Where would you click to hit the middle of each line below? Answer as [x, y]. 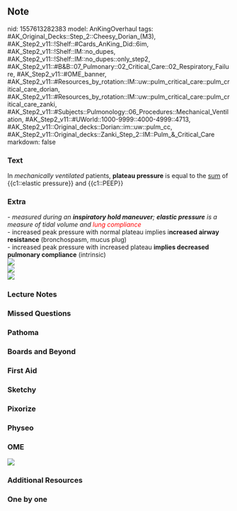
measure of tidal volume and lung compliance [74, 225]
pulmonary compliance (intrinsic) [57, 255]
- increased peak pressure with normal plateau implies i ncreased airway [113, 232]
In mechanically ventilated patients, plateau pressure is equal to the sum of [118, 176]
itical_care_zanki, [32, 104]
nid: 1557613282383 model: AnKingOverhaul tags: [80, 28]
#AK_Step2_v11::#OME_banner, [62, 74]
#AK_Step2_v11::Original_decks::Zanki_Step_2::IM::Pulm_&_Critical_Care [111, 134]
